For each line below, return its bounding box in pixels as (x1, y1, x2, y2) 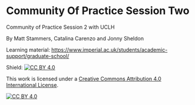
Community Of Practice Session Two (6, 4, 190, 18)
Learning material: (6, 46, 50, 53)
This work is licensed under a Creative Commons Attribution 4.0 (6, 75, 162, 82)
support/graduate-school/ (6, 52, 70, 59)
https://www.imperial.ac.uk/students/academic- (51, 46, 168, 53)
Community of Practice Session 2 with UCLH (6, 23, 115, 31)
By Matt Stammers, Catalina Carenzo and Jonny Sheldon (6, 35, 144, 42)
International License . (6, 81, 59, 89)
